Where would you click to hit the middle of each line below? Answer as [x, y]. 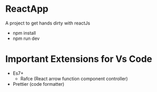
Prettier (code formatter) [39, 84]
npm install [24, 33]
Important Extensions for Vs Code [79, 59]
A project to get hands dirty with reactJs [48, 23]
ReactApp [27, 9]
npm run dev [26, 38]
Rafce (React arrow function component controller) [74, 78]
